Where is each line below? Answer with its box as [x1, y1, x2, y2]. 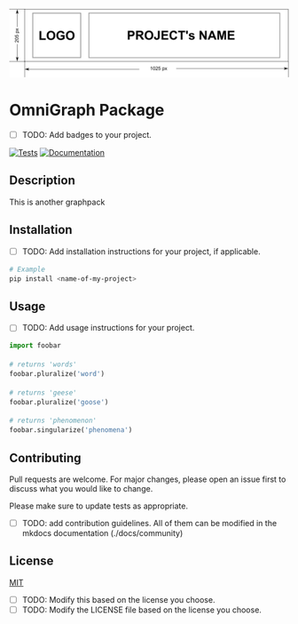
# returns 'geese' [9, 388, 77, 397]
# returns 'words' [9, 360, 77, 369]
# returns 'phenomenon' [9, 416, 98, 426]
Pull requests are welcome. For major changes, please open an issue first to [9, 474, 286, 484]
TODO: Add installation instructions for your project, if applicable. [21, 245, 261, 257]
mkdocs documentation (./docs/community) [21, 527, 184, 538]
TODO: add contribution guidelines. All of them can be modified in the [21, 517, 278, 528]
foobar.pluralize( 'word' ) [9, 369, 105, 378]
